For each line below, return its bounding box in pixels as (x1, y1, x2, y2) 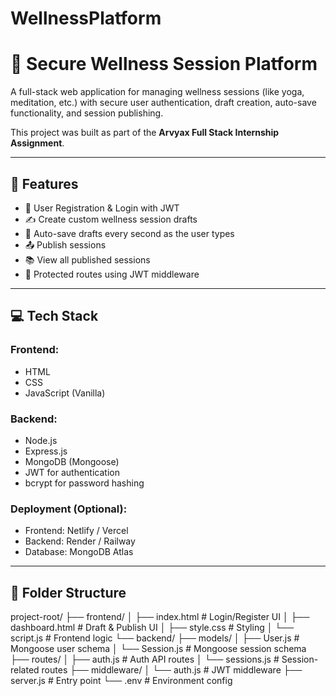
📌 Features (10, 175, 79, 192)
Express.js (24, 445, 68, 457)
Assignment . (10, 137, 65, 149)
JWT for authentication (24, 466, 120, 478)
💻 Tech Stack (10, 308, 99, 325)
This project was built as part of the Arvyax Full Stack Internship (10, 127, 280, 139)
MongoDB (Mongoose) (24, 455, 120, 467)
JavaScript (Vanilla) (24, 387, 106, 399)
